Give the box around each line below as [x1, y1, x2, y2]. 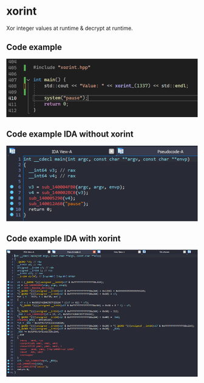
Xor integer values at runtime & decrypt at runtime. [6, 24, 134, 32]
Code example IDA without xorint [6, 129, 134, 140]
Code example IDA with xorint [6, 233, 121, 243]
